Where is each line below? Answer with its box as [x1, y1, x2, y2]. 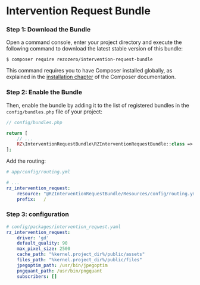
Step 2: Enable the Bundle [6, 88, 82, 96]
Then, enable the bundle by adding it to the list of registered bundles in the [6, 102, 189, 109]
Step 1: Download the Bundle [6, 26, 91, 34]
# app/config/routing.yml [6, 169, 70, 175]
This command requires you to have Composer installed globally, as [6, 67, 173, 74]
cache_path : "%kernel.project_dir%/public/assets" [17, 251, 145, 258]
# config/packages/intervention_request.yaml [6, 224, 121, 230]
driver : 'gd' [17, 235, 49, 241]
